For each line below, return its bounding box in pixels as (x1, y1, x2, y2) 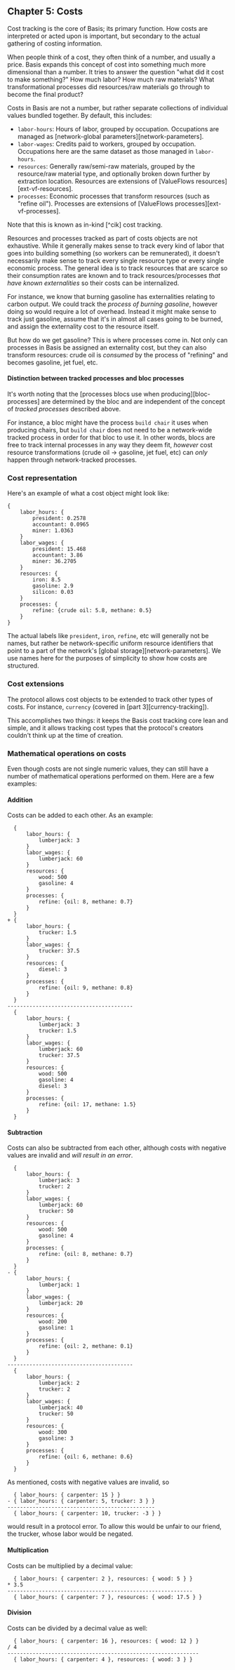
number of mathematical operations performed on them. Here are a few (7, 771, 215, 780)
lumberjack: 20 (38, 1300, 83, 1307)
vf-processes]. (17, 206, 61, 215)
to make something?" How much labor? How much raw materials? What (7, 75, 215, 84)
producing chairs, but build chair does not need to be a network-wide (7, 426, 213, 435)
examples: (7, 779, 37, 788)
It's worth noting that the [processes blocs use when (7, 390, 160, 399)
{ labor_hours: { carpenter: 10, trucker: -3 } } (13, 1510, 161, 1517)
